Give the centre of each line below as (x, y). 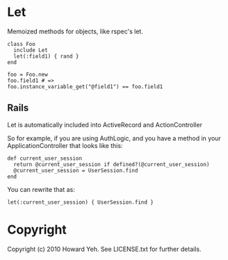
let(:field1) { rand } (46, 56)
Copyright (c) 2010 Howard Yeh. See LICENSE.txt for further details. (104, 249)
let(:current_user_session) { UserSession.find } (81, 202)
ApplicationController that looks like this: (65, 145)
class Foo (22, 44)
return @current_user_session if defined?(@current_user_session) (112, 164)
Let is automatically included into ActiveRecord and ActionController (105, 124)
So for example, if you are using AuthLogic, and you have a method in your (114, 138)
